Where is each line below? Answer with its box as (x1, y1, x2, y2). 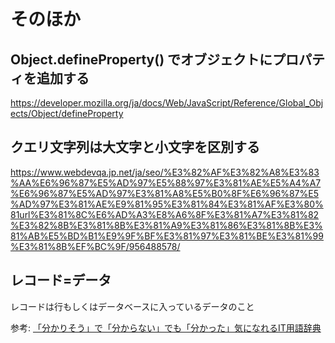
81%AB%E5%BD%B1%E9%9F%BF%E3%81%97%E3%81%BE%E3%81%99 (10, 230, 324, 242)
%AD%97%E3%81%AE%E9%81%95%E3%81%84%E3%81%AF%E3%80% (10, 198, 324, 210)
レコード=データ (10, 272, 112, 289)
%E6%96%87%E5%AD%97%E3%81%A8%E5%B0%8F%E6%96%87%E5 (10, 187, 319, 199)
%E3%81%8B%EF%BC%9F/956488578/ (10, 240, 181, 252)
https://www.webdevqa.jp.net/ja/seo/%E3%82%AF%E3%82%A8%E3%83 (10, 166, 320, 178)
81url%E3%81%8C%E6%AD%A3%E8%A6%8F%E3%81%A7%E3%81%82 (10, 208, 320, 220)
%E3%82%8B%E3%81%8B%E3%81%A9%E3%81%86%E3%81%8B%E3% (10, 219, 323, 231)
